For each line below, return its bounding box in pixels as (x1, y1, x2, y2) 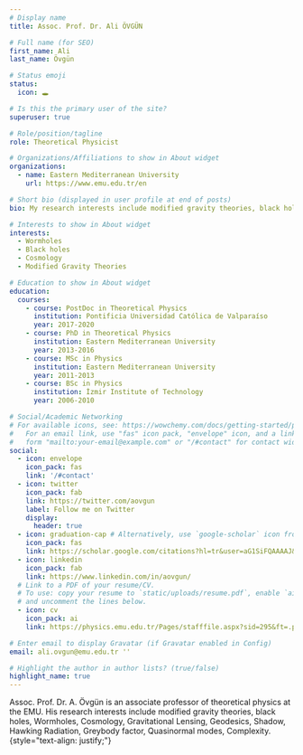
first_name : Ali (9, 46, 70, 55)
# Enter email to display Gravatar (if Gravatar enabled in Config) (9, 638, 272, 647)
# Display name (9, 13, 67, 23)
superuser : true (9, 112, 70, 122)
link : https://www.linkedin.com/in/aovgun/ (25, 571, 192, 581)
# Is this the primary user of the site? (9, 104, 168, 113)
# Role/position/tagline (9, 128, 103, 138)
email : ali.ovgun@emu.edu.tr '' (9, 647, 131, 656)
